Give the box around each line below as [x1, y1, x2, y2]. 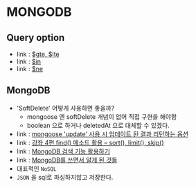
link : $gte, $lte [16, 50, 60, 58]
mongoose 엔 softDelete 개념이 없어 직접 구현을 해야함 [26, 112, 177, 121]
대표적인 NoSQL [16, 164, 57, 173]
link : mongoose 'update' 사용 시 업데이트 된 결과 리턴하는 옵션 [16, 129, 188, 138]
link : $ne [16, 65, 43, 73]
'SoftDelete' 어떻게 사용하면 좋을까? [16, 104, 115, 112]
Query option [6, 32, 65, 44]
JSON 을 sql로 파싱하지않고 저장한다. [16, 173, 114, 181]
